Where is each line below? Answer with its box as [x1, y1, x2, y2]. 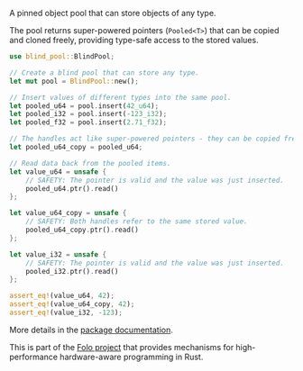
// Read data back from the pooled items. [9, 158, 171, 167]
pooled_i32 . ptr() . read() [25, 267, 119, 276]
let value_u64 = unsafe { [9, 167, 106, 176]
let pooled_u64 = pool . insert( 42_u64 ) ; [9, 101, 160, 111]
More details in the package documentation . [9, 324, 174, 335]
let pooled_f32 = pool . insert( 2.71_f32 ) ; [9, 118, 168, 127]
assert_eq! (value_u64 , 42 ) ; [9, 292, 115, 301]
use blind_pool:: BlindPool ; [9, 52, 115, 61]
